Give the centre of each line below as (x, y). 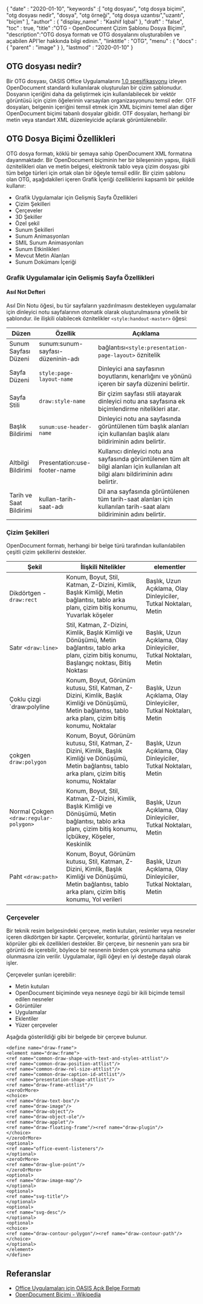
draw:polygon (28, 762)
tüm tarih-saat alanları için (136, 499)
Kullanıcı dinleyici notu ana (136, 451)
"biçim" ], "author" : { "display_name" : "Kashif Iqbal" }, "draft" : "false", (95, 22)
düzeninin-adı (59, 358)
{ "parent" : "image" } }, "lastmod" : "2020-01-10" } (70, 47)
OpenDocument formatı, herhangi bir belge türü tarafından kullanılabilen (96, 546)
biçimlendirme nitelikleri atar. (139, 409)
